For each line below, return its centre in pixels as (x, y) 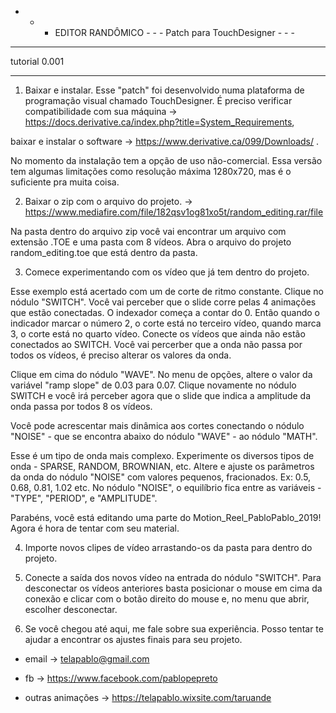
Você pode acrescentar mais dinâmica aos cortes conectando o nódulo (157, 425)
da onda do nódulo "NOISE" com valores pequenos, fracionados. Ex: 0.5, (161, 477)
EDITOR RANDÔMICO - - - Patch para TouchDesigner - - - (174, 32)
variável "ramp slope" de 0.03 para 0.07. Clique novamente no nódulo (153, 385)
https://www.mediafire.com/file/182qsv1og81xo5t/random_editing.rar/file (174, 212)
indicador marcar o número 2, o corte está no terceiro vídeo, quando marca (166, 323)
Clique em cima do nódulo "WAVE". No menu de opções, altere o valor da (161, 374)
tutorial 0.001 (37, 61)
